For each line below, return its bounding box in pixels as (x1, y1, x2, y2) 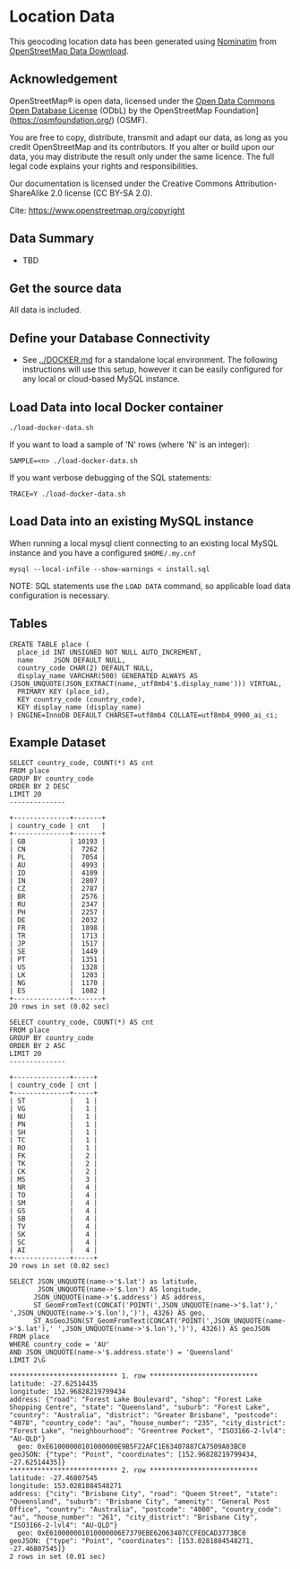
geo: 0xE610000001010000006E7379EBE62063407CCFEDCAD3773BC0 (17, 1529, 246, 1538)
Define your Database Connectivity (9, 331, 210, 346)
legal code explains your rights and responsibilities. (9, 160, 199, 172)
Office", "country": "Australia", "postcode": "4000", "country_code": (9, 1505, 282, 1514)
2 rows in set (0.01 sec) (9, 1552, 106, 1562)
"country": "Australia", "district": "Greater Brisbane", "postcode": (9, 1411, 279, 1420)
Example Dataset (9, 735, 106, 751)
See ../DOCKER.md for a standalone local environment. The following (21, 355, 278, 366)
